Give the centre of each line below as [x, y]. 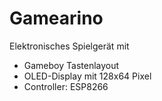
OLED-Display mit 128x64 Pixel [87, 76]
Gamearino [56, 18]
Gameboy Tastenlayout [71, 65]
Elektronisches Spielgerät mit [69, 46]
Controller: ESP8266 [66, 86]
